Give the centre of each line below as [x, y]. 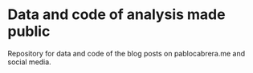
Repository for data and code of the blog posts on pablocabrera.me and [126, 53]
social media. [29, 62]
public [29, 31]
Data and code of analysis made [116, 15]
